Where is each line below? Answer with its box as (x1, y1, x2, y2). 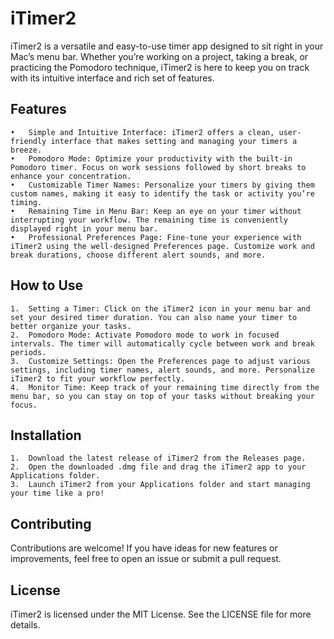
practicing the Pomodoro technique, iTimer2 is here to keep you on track (10, 61, 310, 73)
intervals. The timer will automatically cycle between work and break (10, 338, 315, 349)
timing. (10, 197, 43, 207)
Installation (10, 427, 82, 444)
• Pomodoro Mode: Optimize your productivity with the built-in (10, 153, 293, 164)
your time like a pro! (10, 488, 105, 499)
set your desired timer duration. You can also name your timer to (10, 312, 298, 322)
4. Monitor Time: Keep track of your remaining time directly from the (10, 382, 320, 392)
